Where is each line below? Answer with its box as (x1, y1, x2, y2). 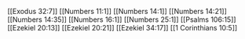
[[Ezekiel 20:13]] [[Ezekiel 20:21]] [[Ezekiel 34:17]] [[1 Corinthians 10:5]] (7, 23, 238, 32)
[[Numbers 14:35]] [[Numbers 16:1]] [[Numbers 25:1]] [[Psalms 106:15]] (7, 15, 236, 24)
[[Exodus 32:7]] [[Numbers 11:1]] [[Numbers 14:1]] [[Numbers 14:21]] (7, 7, 227, 16)
